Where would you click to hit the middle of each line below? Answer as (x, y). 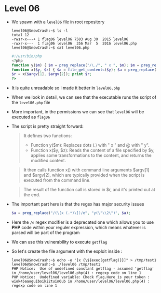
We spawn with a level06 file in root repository (58, 22)
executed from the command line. (57, 180)
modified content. (48, 161)
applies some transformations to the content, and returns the (91, 155)
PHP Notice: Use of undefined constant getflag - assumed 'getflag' (83, 269)
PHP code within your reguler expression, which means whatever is (79, 228)
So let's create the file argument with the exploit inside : (67, 251)
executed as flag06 (31, 117)
